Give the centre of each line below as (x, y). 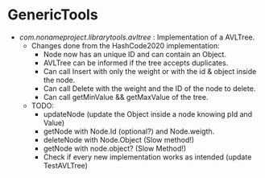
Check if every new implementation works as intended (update (147, 157)
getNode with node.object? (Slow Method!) (115, 148)
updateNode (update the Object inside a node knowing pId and (148, 114)
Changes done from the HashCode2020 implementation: (126, 45)
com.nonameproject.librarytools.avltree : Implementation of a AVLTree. (137, 37)
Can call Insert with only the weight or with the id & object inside (150, 71)
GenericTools (53, 15)
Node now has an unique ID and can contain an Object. (135, 54)
